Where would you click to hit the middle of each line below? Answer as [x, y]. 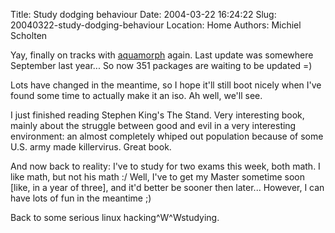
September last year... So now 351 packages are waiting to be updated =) [161, 65]
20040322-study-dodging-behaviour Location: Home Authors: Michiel [156, 25]
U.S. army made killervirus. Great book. [91, 147]
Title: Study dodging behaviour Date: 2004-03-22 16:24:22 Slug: [143, 14]
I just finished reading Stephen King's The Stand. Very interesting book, [157, 115]
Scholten [29, 35]
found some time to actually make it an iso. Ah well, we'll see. [136, 95]
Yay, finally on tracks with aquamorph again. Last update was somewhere [162, 55]
